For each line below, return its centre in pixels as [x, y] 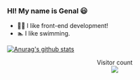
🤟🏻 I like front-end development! [62, 26]
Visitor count [115, 63]
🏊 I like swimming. [43, 34]
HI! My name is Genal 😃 [47, 11]
